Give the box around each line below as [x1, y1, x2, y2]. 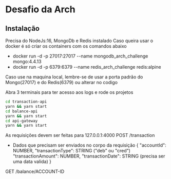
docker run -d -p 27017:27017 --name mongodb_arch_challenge [12, 53, 148, 59]
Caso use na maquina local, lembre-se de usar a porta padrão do [5, 74, 143, 80]
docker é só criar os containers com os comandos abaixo [5, 43, 127, 49]
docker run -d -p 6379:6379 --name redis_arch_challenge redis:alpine [12, 64, 161, 70]
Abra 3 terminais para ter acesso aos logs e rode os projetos [5, 89, 134, 95]
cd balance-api [5, 109, 38, 114]
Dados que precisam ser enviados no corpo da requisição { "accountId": [12, 142, 167, 148]
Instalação [5, 24, 40, 33]
